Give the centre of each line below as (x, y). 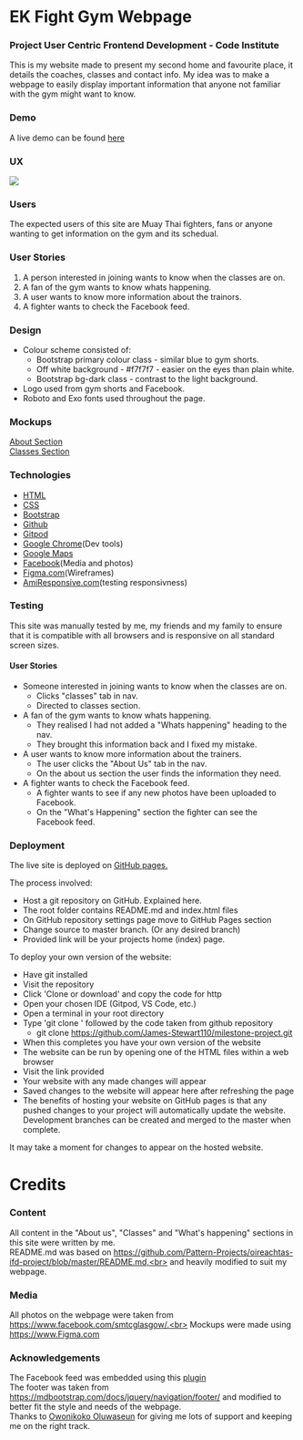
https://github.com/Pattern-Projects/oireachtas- (203, 1252)
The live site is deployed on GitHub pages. (89, 865)
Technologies (40, 475)
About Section (36, 442)
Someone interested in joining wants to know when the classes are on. (155, 687)
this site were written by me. (62, 1242)
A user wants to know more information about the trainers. (132, 754)
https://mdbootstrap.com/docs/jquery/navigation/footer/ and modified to (146, 1397)
